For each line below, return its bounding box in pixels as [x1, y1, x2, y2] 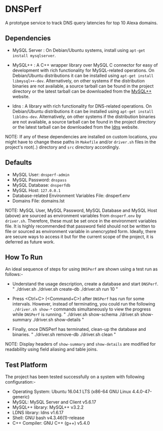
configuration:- [5, 379, 36, 385]
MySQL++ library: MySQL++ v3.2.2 [12, 404, 84, 410]
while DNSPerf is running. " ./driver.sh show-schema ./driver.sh [12, 312, 140, 317]
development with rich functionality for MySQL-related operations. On [12, 67, 155, 73]
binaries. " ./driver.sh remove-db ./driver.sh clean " [12, 332, 116, 338]
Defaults [5, 158, 32, 167]
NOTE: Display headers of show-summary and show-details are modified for [5, 341, 156, 347]
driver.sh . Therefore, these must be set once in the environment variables [5, 218, 157, 224]
